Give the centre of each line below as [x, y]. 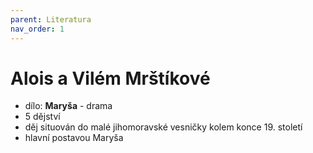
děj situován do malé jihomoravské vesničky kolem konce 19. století [163, 127]
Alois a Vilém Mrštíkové [110, 78]
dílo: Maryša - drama [68, 106]
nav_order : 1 [37, 29]
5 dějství [42, 117]
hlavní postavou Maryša [74, 138]
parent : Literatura [51, 19]
